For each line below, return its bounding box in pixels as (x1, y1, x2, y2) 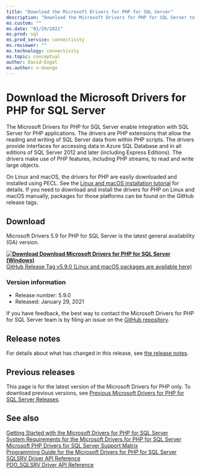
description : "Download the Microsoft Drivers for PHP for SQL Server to (6, 14, 196, 20)
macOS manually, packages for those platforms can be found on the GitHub (6, 192, 194, 200)
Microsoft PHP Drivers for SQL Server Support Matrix (6, 442, 138, 449)
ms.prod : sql (6, 31, 39, 37)
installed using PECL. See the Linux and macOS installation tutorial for (6, 180, 179, 187)
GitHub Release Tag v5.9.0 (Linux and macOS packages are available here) (6, 263, 193, 271)
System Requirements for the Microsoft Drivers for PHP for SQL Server (6, 436, 182, 443)
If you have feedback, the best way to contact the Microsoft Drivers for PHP (6, 310, 194, 317)
